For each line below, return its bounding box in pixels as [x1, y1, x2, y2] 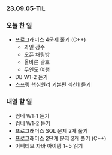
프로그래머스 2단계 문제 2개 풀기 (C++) [14, 135, 107, 142]
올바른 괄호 [23, 59, 50, 66]
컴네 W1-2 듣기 [14, 120, 51, 127]
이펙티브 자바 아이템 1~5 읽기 [14, 142, 83, 149]
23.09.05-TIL [6, 4, 46, 13]
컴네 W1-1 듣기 [14, 112, 50, 119]
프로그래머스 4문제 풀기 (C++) [14, 36, 86, 43]
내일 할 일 [6, 98, 32, 106]
